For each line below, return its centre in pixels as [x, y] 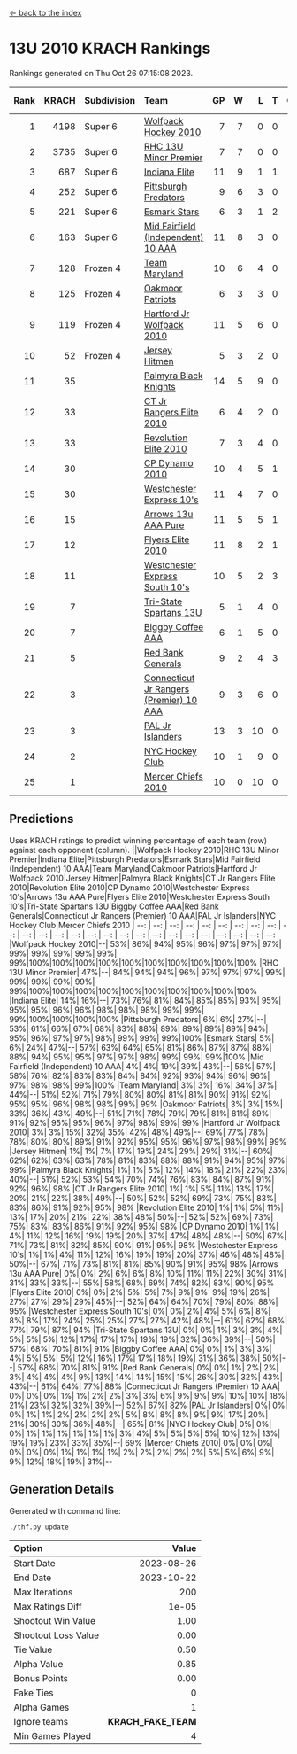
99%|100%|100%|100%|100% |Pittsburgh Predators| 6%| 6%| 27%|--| [138, 1019]
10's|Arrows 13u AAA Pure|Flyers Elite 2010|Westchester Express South [139, 896]
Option [28, 1548]
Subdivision [110, 100]
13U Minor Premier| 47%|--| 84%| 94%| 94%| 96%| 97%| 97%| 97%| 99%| [147, 972]
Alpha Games [42, 1707]
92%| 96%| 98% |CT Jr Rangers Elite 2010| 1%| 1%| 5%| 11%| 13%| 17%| [142, 1188]
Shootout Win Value [54, 1620]
